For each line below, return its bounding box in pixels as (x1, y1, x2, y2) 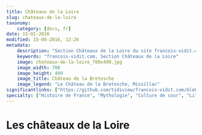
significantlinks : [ (6, 87, 58, 93)
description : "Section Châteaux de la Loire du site (17, 48, 152, 54)
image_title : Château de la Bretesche (17, 76, 114, 82)
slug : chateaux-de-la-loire (6, 14, 77, 20)
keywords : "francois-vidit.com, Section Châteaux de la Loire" (17, 53, 179, 59)
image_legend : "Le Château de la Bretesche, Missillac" (17, 82, 161, 88)
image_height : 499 (17, 70, 63, 76)
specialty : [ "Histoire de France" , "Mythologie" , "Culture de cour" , (6, 92, 185, 98)
